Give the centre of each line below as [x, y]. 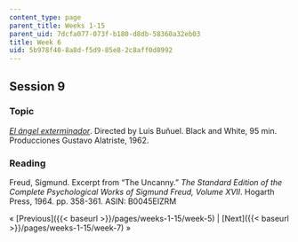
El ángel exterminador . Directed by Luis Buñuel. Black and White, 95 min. [143, 130]
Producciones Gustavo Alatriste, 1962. [79, 140]
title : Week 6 [36, 42]
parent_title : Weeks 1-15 [57, 26]
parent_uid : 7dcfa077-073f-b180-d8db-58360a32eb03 [105, 34]
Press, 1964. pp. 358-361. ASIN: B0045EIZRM [93, 201]
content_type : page [45, 17]
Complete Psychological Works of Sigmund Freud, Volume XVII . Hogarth [142, 192]
